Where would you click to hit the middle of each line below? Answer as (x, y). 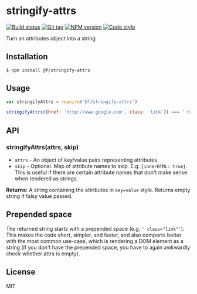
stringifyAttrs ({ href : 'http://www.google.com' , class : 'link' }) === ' (95, 112)
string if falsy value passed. (40, 196)
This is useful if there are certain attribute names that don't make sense (101, 172)
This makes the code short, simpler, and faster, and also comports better (94, 235)
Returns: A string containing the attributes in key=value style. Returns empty (98, 190)
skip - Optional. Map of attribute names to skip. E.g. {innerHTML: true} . (101, 166)
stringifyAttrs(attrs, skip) (43, 147)
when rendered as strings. (46, 179)
